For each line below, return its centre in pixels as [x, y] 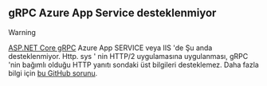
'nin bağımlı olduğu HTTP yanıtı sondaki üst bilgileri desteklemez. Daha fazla [133, 64]
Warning [22, 32]
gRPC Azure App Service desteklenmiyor [112, 13]
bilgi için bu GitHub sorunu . [53, 73]
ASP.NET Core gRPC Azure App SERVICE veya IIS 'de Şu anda [110, 48]
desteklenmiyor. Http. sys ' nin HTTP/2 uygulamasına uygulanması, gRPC [128, 56]
